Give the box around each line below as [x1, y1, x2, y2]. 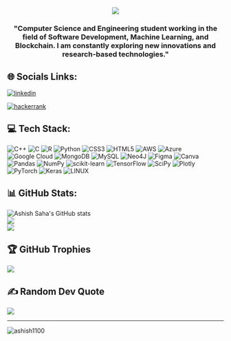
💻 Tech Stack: [7, 123, 71, 135]
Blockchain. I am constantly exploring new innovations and [14, 41, 217, 51]
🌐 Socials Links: [7, 71, 78, 82]
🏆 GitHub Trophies [7, 243, 91, 255]
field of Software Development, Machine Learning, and [22, 32, 209, 42]
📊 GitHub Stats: [7, 188, 78, 199]
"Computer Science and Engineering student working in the [13, 24, 218, 34]
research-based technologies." [62, 49, 169, 59]
